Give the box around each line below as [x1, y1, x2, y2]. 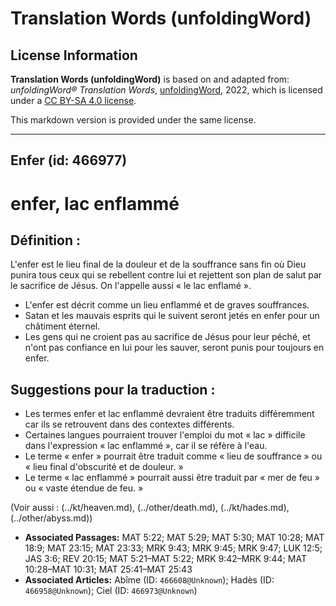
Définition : [10, 232, 81, 249]
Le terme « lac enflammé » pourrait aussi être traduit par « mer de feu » [24, 472, 320, 484]
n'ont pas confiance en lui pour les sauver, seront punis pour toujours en [24, 342, 325, 354]
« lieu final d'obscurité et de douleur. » [24, 461, 184, 473]
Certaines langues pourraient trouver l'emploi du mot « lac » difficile [24, 429, 306, 441]
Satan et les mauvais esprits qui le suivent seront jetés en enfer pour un [24, 310, 320, 322]
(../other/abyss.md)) [10, 512, 93, 524]
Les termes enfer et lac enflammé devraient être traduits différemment [24, 408, 315, 420]
